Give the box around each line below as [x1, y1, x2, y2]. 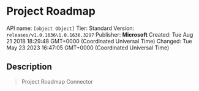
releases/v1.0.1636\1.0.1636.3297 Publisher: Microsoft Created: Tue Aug [6, 31, 193, 38]
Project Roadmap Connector [21, 78, 94, 85]
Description [6, 62, 52, 72]
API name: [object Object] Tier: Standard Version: [6, 24, 135, 32]
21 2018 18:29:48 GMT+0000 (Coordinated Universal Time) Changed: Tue [6, 37, 192, 45]
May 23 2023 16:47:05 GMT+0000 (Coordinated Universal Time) [6, 44, 170, 51]
